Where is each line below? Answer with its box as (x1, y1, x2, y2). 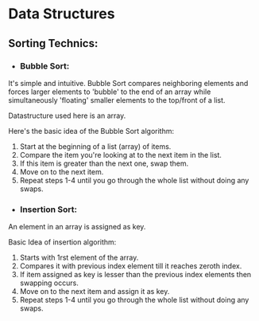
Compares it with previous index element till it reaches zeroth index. (19, 261, 242, 271)
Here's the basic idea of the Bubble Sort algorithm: (8, 126, 175, 135)
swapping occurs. (19, 278, 79, 288)
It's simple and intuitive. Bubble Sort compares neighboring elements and (8, 78, 249, 88)
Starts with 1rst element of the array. (19, 252, 139, 263)
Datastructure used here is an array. (8, 111, 126, 120)
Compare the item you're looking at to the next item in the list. (19, 150, 222, 159)
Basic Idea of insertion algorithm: (8, 237, 117, 247)
